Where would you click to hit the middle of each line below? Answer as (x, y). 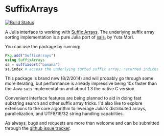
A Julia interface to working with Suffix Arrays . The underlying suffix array (80, 32)
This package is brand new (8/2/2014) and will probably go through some (79, 78)
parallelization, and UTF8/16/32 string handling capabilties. (65, 114)
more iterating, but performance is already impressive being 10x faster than (81, 83)
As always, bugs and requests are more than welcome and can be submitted (82, 123)
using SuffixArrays (25, 60)
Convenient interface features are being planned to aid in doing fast (73, 98)
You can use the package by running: (43, 46)
